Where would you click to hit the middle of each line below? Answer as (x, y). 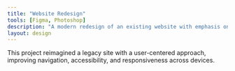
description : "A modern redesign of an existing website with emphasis (114, 26)
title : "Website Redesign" (47, 14)
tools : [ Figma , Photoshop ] (47, 20)
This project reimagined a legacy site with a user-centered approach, (107, 53)
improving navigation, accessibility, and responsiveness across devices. (111, 61)
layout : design (29, 33)
